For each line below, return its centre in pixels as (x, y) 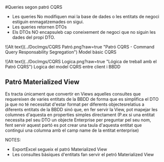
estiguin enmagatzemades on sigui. (48, 22)
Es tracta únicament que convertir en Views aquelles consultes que (73, 94)
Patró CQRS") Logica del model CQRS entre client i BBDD (63, 67)
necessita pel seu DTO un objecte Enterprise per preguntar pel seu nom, (78, 120)
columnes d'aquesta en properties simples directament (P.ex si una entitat (80, 115)
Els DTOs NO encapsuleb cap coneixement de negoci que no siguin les (84, 32)
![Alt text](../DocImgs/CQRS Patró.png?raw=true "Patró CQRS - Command (80, 47)
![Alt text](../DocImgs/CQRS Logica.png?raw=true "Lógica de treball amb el (81, 61)
